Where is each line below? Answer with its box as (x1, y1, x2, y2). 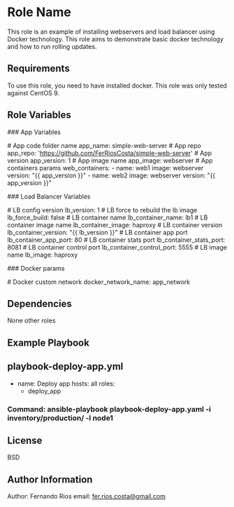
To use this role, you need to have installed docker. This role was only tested (7, 81, 227, 90)
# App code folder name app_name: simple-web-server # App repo (7, 141, 201, 149)
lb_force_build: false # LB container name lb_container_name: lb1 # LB (7, 213, 208, 222)
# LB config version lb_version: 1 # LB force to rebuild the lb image (7, 205, 198, 214)
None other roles (7, 316, 56, 325)
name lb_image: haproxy (7, 250, 78, 259)
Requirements (7, 62, 70, 74)
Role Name (7, 4, 71, 20)
